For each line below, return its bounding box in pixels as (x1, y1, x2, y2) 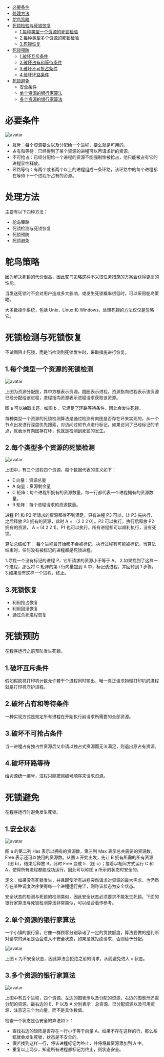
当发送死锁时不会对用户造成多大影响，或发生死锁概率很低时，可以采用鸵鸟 (5, 290, 155, 296)
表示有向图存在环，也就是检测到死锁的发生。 (18, 427, 108, 433)
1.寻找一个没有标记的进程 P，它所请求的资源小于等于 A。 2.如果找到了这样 (5, 557, 154, 563)
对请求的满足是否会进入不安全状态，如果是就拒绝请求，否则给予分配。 (5, 935, 146, 941)
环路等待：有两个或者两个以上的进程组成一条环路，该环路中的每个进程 (12, 166, 154, 172)
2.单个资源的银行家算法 (5, 916, 76, 924)
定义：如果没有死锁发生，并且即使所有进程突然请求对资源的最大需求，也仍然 (5, 877, 159, 883)
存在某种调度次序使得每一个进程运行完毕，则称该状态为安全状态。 (5, 883, 138, 889)
